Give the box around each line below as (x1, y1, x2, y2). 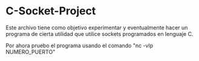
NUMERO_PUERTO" (5, 48, 56, 55)
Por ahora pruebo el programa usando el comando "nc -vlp (5, 42, 154, 49)
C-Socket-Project (5, 4, 96, 18)
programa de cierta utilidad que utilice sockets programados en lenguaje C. (5, 30, 194, 37)
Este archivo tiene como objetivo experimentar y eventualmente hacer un (5, 24, 188, 31)
